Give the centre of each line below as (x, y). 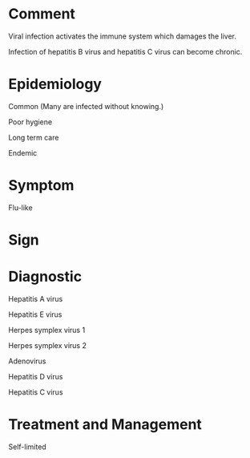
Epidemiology (55, 84)
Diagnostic (45, 277)
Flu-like (21, 207)
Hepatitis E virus (35, 314)
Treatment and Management (105, 425)
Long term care (34, 137)
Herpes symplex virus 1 (47, 330)
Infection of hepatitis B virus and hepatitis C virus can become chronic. (125, 51)
